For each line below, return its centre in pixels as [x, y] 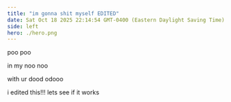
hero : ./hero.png [32, 33]
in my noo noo [28, 65]
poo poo [19, 52]
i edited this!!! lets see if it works [53, 92]
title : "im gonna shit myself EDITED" [63, 13]
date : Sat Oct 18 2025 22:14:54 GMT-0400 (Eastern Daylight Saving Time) [116, 20]
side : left [23, 26]
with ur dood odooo [35, 79]
